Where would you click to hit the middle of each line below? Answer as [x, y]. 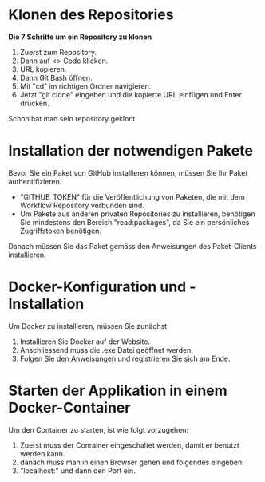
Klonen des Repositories [91, 15]
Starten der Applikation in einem [118, 391]
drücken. [34, 103]
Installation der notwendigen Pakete [131, 151]
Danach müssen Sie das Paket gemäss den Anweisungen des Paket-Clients [132, 246]
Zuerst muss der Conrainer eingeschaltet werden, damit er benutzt [129, 445]
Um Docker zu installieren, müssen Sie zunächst [88, 326]
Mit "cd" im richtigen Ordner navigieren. [85, 86]
